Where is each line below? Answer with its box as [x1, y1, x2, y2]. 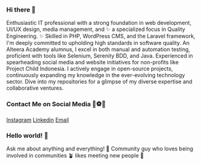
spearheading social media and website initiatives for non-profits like [6, 59, 179, 66]
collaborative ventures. [6, 84, 64, 92]
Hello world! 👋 [6, 131, 49, 140]
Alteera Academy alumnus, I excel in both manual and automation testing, [6, 45, 190, 53]
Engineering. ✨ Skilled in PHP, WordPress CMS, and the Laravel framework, [6, 33, 196, 40]
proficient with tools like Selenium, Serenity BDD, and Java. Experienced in [6, 52, 193, 59]
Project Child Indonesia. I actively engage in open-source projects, [6, 65, 173, 72]
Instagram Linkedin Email [6, 116, 69, 123]
